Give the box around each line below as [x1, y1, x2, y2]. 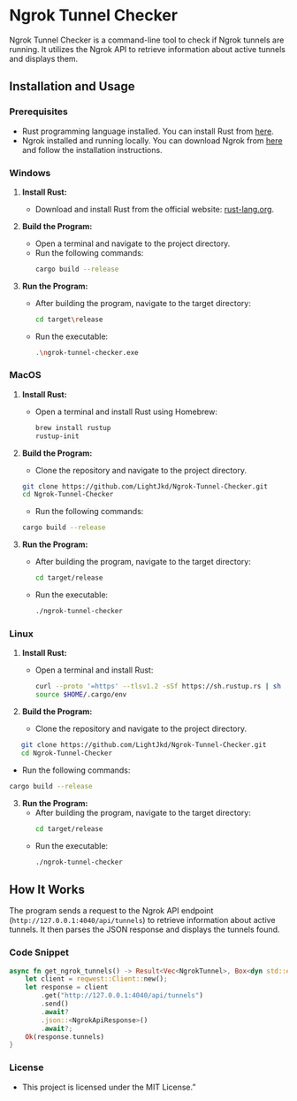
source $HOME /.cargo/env [34, 690, 127, 699]
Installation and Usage [9, 79, 135, 94]
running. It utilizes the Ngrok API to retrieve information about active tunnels [9, 43, 286, 54]
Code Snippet [9, 946, 69, 959]
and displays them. [9, 53, 79, 64]
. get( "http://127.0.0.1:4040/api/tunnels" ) [41, 991, 203, 1000]
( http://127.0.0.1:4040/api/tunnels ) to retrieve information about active [9, 915, 276, 926]
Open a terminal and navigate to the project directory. [34, 238, 231, 249]
